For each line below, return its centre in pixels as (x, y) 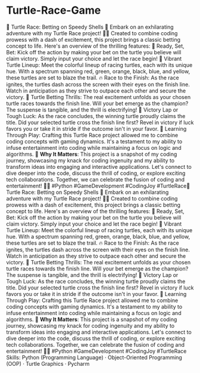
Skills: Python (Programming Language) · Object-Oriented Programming (94, 357)
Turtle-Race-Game (54, 10)
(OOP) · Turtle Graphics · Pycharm (48, 363)
